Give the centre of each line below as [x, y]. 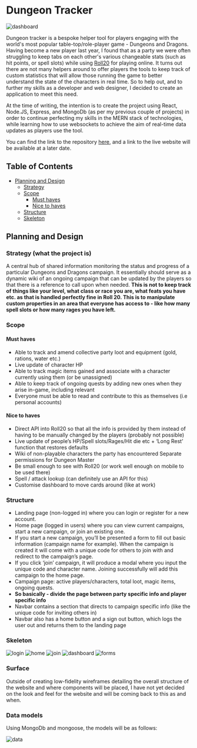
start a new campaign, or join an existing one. [70, 532]
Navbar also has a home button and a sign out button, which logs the [98, 619]
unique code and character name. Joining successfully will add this [96, 569]
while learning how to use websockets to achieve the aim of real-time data [96, 124]
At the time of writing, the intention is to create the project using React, [92, 105]
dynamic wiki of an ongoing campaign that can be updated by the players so [99, 279]
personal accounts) [38, 402]
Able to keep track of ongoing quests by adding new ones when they [98, 383]
